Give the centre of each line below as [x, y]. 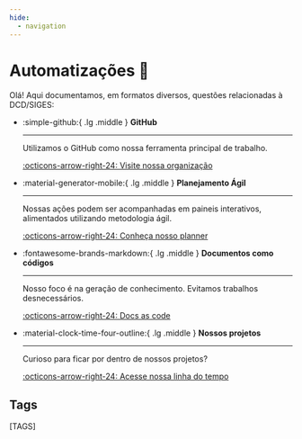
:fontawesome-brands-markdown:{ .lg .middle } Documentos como [148, 254]
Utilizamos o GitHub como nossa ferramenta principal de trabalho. [145, 148]
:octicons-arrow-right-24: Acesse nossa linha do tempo [125, 376]
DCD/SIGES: [32, 105]
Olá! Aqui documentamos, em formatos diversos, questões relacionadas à [146, 95]
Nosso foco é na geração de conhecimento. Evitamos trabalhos [140, 289]
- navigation [42, 26]
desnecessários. [53, 299]
